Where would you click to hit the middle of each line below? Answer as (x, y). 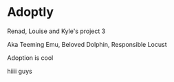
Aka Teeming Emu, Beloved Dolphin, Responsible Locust (87, 44)
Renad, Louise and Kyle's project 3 (56, 31)
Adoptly (30, 12)
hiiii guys (20, 71)
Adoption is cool (30, 58)
